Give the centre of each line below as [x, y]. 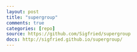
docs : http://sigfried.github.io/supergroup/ [64, 39]
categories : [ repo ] [31, 28]
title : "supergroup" [32, 17]
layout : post [23, 12]
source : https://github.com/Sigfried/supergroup [68, 34]
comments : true [25, 23]
